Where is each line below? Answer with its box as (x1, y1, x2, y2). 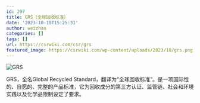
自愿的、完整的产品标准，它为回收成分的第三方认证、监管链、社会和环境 (16, 83, 194, 90)
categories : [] (6, 31, 44, 37)
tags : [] (6, 36, 28, 42)
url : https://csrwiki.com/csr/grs (6, 42, 92, 48)
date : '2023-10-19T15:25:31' (6, 20, 79, 25)
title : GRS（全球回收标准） (6, 14, 68, 20)
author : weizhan (6, 25, 46, 31)
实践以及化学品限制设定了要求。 (6, 90, 85, 98)
